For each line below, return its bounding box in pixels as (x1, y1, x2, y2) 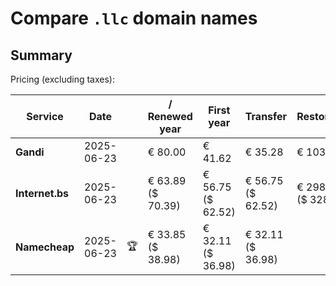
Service (26, 110, 64, 123)
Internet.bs (15, 187, 70, 200)
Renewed (147, 110, 193, 123)
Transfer (244, 110, 288, 123)
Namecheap (15, 240, 75, 254)
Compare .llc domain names (10, 7, 258, 30)
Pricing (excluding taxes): (10, 73, 116, 85)
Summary (10, 47, 73, 64)
